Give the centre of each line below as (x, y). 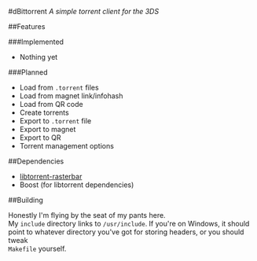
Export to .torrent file (55, 121)
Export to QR (40, 138)
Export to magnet (48, 129)
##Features (27, 26)
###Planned (28, 72)
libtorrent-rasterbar (51, 176)
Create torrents (44, 112)
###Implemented (36, 42)
